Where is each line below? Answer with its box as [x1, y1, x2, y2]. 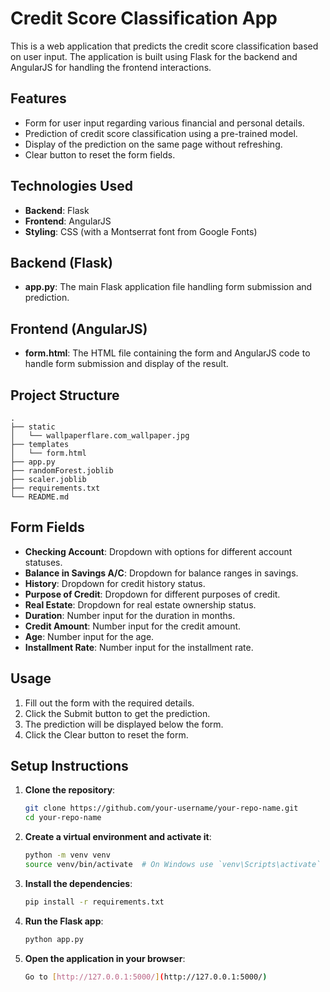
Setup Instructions [10, 758, 129, 775]
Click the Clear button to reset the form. [24, 728, 189, 741]
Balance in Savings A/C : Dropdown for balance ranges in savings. [24, 567, 299, 579]
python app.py [24, 934, 84, 944]
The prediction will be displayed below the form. [24, 718, 224, 730]
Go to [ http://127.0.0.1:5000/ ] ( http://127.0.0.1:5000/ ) [24, 972, 268, 982]
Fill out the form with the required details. [24, 697, 195, 709]
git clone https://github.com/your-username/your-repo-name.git [24, 803, 299, 814]
